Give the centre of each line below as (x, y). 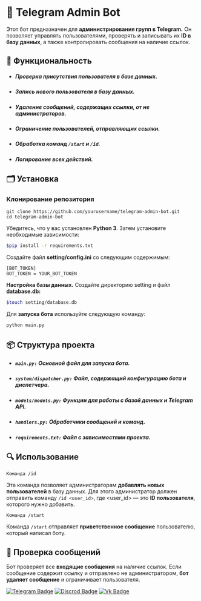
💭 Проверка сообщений (54, 552)
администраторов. (41, 113)
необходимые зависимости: (43, 235)
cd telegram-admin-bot (35, 217)
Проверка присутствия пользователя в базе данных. (86, 76)
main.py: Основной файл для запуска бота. (72, 363)
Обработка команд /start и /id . (58, 144)
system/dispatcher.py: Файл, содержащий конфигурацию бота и (100, 378)
